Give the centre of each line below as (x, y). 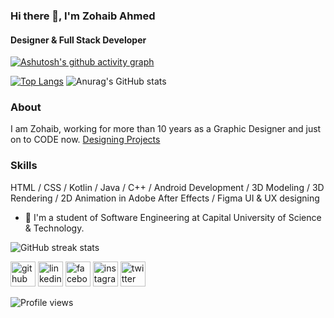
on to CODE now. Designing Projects (85, 140)
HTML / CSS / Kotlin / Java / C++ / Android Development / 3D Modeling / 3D (167, 187)
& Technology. (54, 228)
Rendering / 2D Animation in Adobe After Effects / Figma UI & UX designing (165, 198)
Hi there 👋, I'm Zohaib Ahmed (83, 16)
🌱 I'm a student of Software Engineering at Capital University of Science (173, 217)
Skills (24, 166)
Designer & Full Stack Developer (78, 40)
